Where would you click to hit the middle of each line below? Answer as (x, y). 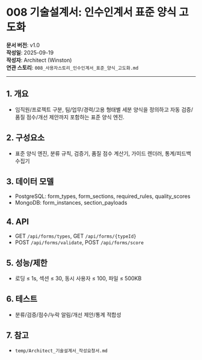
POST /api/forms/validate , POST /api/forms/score (79, 242)
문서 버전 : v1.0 (23, 45)
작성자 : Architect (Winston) (39, 60)
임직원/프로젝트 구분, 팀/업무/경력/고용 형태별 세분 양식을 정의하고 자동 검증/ (104, 109)
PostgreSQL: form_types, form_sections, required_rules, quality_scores (103, 196)
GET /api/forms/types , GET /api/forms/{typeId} (76, 236)
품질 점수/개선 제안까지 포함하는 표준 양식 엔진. (70, 117)
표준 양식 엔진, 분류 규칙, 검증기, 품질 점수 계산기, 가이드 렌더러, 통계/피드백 (103, 153)
